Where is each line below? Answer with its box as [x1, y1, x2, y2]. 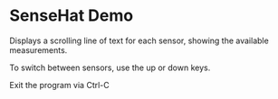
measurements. [9, 44, 68, 55]
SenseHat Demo [9, 5, 134, 26]
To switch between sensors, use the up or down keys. [9, 62, 211, 73]
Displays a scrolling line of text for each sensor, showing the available [9, 35, 269, 46]
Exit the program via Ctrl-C [9, 79, 110, 90]
